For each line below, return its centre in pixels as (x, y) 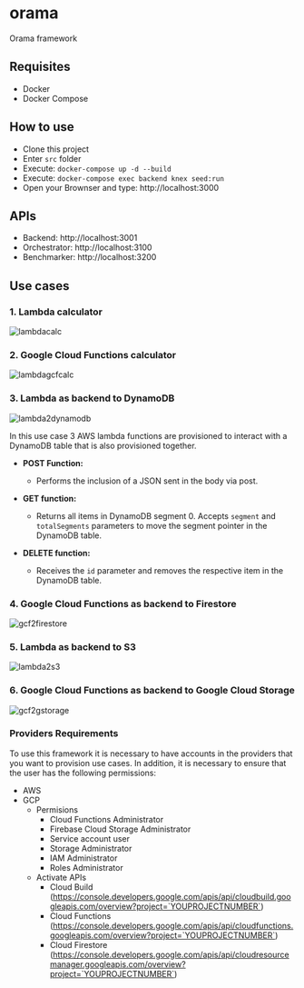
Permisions (57, 809)
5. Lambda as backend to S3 (73, 646)
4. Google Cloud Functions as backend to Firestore (123, 604)
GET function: (49, 498)
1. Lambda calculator (56, 312)
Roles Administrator (87, 867)
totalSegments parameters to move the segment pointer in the (152, 525)
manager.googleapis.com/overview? (118, 964)
